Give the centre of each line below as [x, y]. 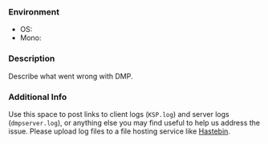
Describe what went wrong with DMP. [71, 76]
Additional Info [38, 97]
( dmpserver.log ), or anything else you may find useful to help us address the [134, 122]
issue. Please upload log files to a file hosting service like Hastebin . [120, 131]
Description [32, 58]
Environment [34, 12]
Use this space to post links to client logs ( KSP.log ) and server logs [119, 114]
